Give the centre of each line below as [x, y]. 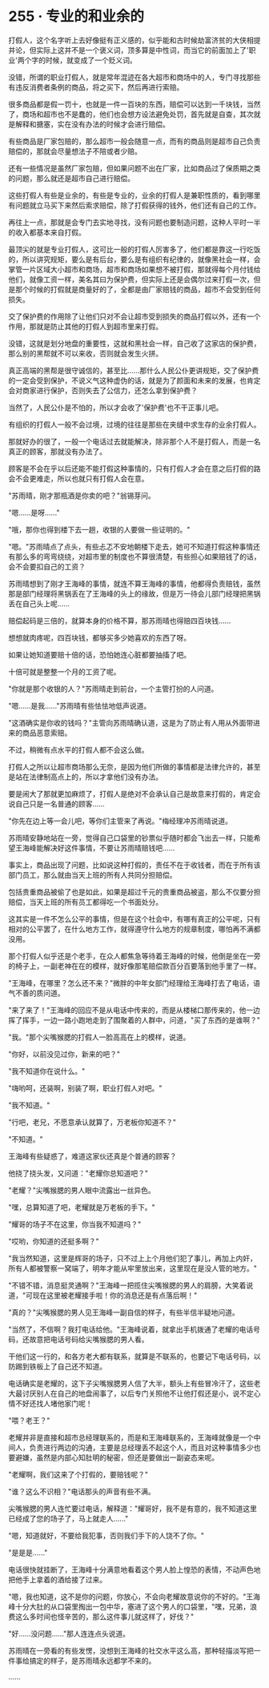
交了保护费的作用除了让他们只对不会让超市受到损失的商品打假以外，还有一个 [134, 316]
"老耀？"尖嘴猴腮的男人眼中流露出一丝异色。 [82, 1190]
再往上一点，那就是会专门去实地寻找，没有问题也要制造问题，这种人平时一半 [134, 222]
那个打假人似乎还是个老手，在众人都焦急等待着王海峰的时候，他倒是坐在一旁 [134, 956]
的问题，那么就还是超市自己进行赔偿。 [71, 178]
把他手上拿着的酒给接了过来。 [57, 1579]
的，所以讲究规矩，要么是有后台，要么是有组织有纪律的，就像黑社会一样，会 [134, 259]
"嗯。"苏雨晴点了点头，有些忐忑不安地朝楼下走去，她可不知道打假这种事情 [131, 546]
